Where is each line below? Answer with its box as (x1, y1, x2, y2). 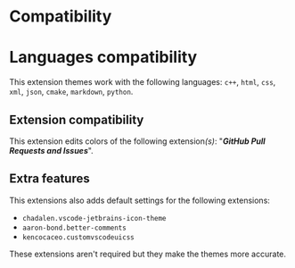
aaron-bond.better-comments (21, 223, 127, 232)
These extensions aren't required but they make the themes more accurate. (9, 248, 287, 259)
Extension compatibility (9, 112, 144, 127)
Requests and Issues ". (9, 145, 94, 155)
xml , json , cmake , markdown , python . (9, 87, 134, 97)
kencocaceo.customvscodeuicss (21, 232, 135, 242)
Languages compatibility (9, 47, 198, 68)
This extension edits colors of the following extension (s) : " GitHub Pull (9, 136, 266, 147)
